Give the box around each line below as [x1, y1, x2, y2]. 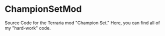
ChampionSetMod [4, 3, 82, 15]
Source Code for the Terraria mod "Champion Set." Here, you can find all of [4, 20, 160, 26]
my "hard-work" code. [4, 25, 51, 31]
